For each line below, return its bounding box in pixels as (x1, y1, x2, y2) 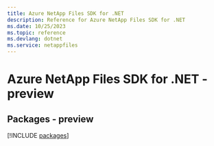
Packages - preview (7, 113, 94, 125)
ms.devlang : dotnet (7, 36, 63, 42)
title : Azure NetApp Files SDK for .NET (7, 10, 125, 17)
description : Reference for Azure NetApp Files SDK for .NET (7, 16, 186, 23)
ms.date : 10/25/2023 (7, 23, 67, 29)
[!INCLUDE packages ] (7, 132, 69, 139)
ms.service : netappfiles (7, 42, 78, 49)
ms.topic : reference (7, 29, 67, 36)
